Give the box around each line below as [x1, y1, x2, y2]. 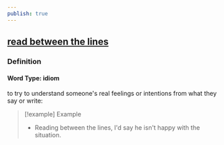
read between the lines [7, 36, 109, 48]
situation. [34, 131, 61, 139]
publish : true [7, 10, 49, 17]
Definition [7, 56, 42, 66]
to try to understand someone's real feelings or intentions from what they [7, 89, 217, 98]
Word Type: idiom [7, 74, 60, 82]
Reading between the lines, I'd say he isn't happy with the [34, 123, 200, 132]
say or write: [7, 96, 43, 105]
